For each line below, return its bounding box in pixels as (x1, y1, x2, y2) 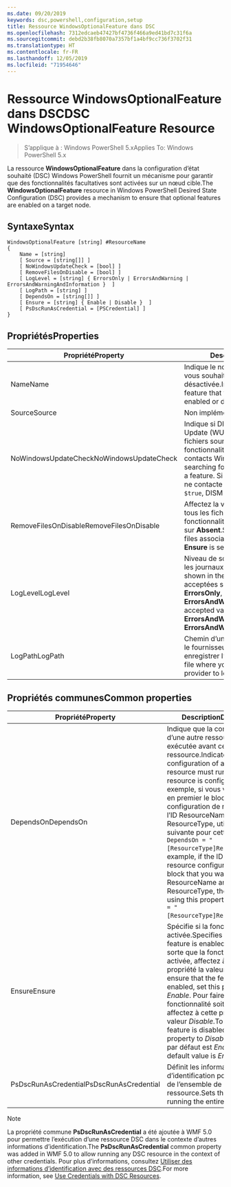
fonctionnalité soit (166, 999, 225, 1008)
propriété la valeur (166, 965, 226, 974)
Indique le (184, 362, 217, 372)
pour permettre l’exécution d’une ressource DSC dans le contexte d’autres (7, 1135, 217, 1143)
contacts (184, 453, 212, 463)
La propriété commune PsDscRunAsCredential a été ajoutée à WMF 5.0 (7, 1128, 212, 1136)
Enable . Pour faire (166, 991, 225, 1000)
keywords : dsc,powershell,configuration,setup (7, 17, 143, 23)
